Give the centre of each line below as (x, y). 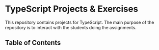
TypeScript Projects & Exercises (72, 9)
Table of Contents (33, 43)
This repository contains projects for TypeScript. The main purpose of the (80, 22)
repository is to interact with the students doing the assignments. (71, 27)
